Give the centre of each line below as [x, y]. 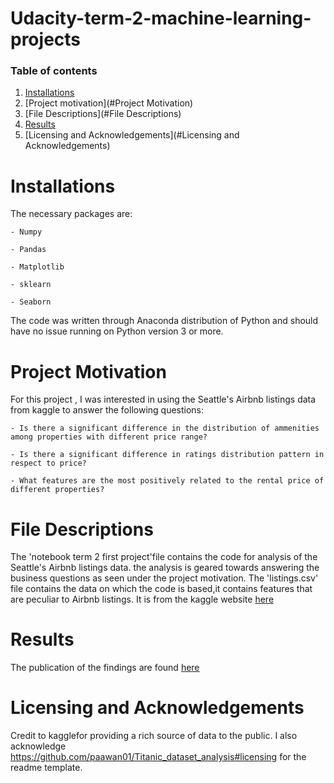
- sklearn [31, 285]
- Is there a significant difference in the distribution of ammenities [165, 428]
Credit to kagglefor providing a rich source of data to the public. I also [154, 736]
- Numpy [26, 232]
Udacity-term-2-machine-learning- [161, 18]
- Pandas [28, 250]
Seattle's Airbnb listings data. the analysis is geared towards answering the [165, 568]
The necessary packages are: [71, 214]
